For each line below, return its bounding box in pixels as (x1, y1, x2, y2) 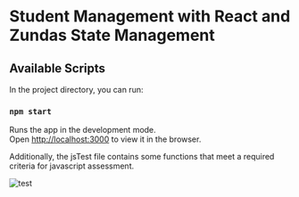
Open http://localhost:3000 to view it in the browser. (9, 134, 202, 144)
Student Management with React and (9, 6, 291, 27)
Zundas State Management (9, 25, 216, 45)
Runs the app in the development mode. (9, 125, 156, 135)
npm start (9, 106, 52, 117)
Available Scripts (9, 61, 105, 76)
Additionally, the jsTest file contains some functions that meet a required (9, 152, 275, 162)
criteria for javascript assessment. (9, 160, 135, 171)
